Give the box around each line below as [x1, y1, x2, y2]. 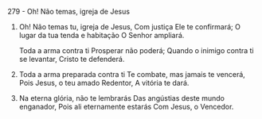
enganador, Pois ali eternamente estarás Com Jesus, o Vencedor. [18, 102, 234, 111]
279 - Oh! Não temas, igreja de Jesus [7, 7, 131, 16]
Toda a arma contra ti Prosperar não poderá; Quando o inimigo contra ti [18, 46, 254, 55]
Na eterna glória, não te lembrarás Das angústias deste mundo [18, 94, 225, 102]
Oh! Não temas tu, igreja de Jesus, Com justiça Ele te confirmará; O [18, 22, 240, 31]
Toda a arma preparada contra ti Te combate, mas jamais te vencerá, [18, 70, 246, 79]
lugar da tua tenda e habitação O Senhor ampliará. [18, 31, 185, 40]
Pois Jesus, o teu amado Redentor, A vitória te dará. [18, 79, 190, 87]
